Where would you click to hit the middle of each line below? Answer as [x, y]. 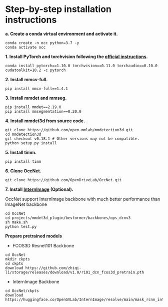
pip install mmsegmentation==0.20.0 [43, 111]
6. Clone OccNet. [23, 171]
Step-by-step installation [58, 9]
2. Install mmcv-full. [26, 79]
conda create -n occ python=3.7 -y [42, 43]
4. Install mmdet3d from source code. [45, 121]
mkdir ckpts [17, 259]
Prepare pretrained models [34, 236]
